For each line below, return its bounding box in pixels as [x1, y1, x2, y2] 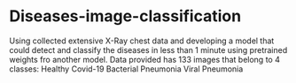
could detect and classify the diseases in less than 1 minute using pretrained [9, 44, 288, 55]
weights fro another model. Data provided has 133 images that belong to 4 [9, 54, 281, 64]
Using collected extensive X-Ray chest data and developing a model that [9, 35, 275, 46]
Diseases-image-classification [9, 6, 242, 26]
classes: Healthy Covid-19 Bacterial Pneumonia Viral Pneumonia [9, 64, 244, 74]
